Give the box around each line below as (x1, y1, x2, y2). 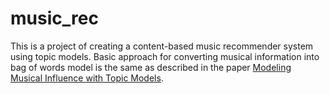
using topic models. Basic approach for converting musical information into (10, 50, 320, 62)
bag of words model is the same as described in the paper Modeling (10, 61, 292, 73)
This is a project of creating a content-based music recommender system (10, 40, 314, 52)
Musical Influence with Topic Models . (10, 72, 164, 84)
